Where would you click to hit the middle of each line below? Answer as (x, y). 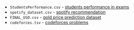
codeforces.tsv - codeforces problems (49, 22)
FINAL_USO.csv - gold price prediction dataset (55, 17)
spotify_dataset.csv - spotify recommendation (58, 12)
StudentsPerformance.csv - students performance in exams (69, 7)
